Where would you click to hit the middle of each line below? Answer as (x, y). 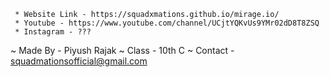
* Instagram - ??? (53, 32)
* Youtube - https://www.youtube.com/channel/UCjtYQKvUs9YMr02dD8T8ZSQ (167, 23)
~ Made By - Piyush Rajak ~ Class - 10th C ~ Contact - (122, 50)
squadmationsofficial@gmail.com (79, 61)
